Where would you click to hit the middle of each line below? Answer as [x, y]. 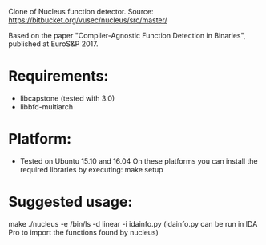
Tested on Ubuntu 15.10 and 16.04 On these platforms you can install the [139, 161]
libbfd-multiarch [46, 106]
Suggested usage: [71, 202]
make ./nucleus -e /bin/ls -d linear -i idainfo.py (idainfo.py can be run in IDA [133, 223]
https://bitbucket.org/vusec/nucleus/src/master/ [88, 20]
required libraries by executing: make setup [91, 169]
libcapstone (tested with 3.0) [67, 98]
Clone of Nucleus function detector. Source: [81, 12]
